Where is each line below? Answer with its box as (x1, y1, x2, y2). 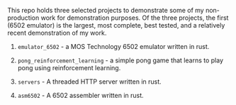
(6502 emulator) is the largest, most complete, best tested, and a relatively (7, 21, 225, 29)
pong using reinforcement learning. (17, 64, 121, 72)
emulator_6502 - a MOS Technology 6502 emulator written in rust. (17, 43, 210, 50)
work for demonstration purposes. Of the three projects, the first (40, 13, 229, 22)
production (7, 13, 40, 22)
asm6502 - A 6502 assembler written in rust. (17, 92, 144, 99)
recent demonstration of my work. (7, 28, 107, 37)
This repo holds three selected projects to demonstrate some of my (7, 6, 204, 14)
